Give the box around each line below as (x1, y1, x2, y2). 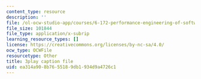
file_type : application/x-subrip (6, 31, 90, 37)
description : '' (6, 14, 47, 20)
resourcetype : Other (6, 53, 58, 59)
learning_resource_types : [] (6, 36, 79, 42)
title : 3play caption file (6, 58, 74, 64)
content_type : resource (6, 8, 66, 15)
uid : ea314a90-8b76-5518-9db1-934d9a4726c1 (6, 64, 117, 70)
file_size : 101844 (6, 25, 52, 31)
